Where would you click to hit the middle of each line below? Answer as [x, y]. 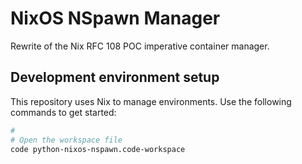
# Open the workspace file [66, 140]
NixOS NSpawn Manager [115, 18]
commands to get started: [63, 112]
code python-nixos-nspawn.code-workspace [98, 149]
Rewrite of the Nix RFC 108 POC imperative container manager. [140, 46]
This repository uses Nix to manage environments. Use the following [151, 101]
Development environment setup [115, 77]
